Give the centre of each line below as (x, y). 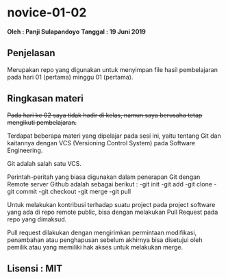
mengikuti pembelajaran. (42, 122)
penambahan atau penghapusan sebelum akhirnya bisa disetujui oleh (105, 240)
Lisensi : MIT (35, 268)
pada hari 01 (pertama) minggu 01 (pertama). (70, 77)
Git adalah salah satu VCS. (45, 163)
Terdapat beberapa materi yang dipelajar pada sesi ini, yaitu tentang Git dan (114, 136)
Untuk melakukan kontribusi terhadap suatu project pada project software (111, 204)
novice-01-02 (47, 13)
